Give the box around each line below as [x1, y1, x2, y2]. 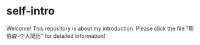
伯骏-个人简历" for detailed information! [6, 32, 105, 40]
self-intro [6, 4, 55, 18]
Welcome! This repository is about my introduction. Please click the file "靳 [6, 25, 194, 32]
